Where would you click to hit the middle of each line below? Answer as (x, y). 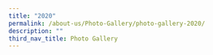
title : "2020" (33, 16)
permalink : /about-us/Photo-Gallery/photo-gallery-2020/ (107, 23)
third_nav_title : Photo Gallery (63, 38)
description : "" (36, 31)
